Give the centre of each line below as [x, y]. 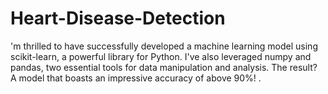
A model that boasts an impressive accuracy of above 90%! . [136, 78]
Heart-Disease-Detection [118, 18]
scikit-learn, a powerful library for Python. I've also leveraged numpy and [161, 56]
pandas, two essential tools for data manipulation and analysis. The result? [164, 67]
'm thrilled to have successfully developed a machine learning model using [164, 46]
